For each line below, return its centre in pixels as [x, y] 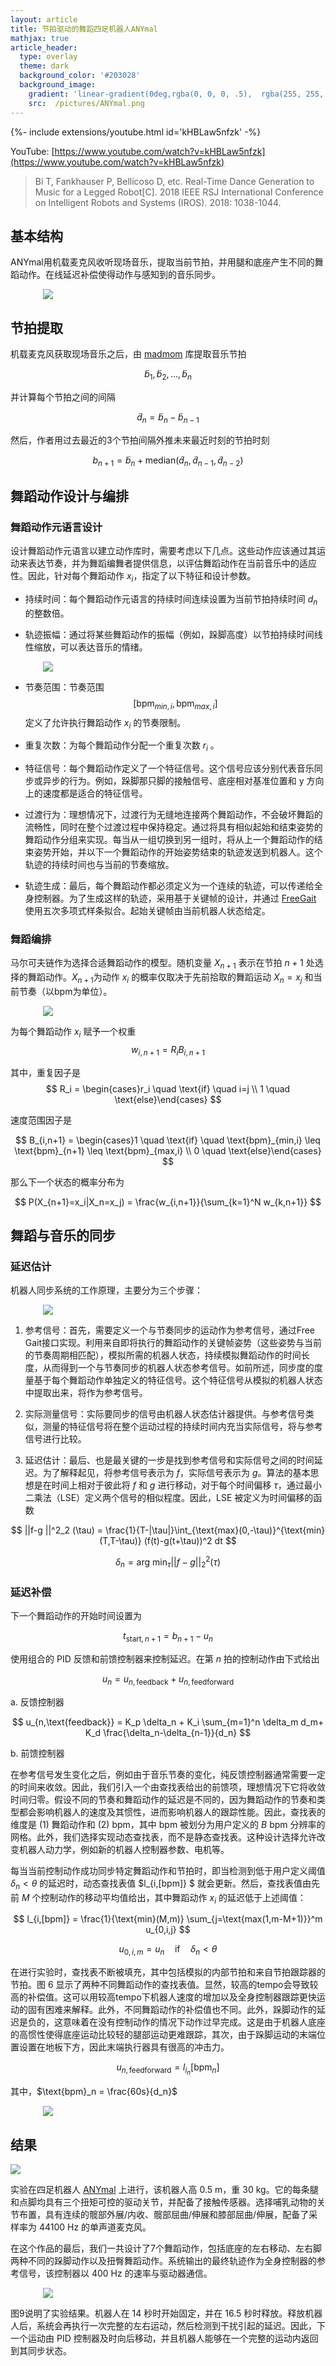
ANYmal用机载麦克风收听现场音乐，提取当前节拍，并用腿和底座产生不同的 [162, 262]
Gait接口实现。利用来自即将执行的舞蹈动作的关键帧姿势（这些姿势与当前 [173, 1343]
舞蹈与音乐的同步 [63, 1236]
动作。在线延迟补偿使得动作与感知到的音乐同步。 [119, 275]
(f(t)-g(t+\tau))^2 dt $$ [190, 1541]
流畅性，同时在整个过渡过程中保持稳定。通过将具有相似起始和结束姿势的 [173, 827]
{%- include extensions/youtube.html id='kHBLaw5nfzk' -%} [136, 132]
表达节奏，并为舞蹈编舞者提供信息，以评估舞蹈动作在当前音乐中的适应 [172, 563]
